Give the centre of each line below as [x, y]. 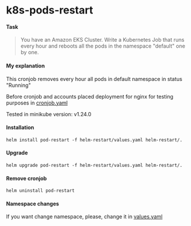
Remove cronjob [26, 178]
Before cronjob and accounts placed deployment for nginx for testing [90, 96]
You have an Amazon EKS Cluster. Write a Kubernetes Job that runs [102, 40]
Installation [20, 127]
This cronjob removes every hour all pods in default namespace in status [94, 79]
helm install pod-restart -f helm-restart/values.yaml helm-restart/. [94, 140]
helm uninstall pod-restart [41, 191]
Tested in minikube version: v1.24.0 [49, 114]
